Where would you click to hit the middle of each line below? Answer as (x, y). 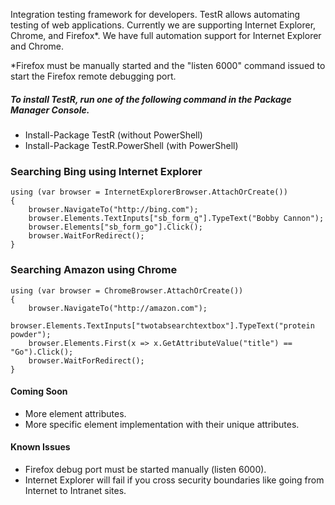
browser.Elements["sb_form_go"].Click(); (115, 227)
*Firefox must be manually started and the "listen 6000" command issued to (168, 65)
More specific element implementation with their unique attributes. (162, 424)
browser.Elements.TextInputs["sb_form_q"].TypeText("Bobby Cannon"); (176, 219)
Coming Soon (39, 391)
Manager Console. (50, 110)
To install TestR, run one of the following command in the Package (151, 99)
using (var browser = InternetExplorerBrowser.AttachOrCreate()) (149, 192)
